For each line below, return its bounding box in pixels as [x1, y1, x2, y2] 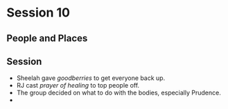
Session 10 [6, 5, 71, 21]
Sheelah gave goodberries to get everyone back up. [16, 74, 166, 82]
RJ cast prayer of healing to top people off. [16, 81, 140, 90]
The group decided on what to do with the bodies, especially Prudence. [16, 88, 221, 97]
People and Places [6, 32, 88, 44]
